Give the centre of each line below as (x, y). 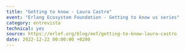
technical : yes (25, 28)
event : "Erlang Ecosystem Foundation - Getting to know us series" (93, 17)
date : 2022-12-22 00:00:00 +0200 (48, 39)
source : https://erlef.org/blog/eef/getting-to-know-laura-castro (92, 34)
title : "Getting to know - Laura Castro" (59, 12)
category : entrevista (34, 23)
